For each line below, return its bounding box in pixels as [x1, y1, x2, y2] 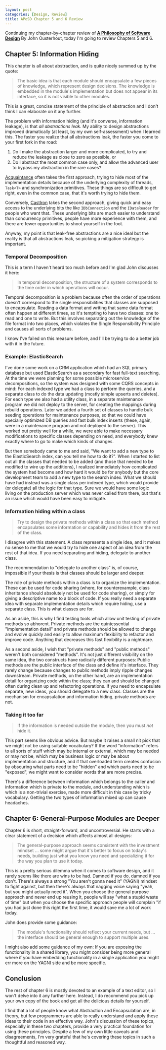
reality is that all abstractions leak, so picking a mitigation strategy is [5, 236, 144, 242]
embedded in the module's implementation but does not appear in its [17, 88, 158, 94]
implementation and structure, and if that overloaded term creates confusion [5, 759, 161, 765]
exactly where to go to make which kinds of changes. [5, 438, 114, 444]
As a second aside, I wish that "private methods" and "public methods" [5, 646, 150, 653]
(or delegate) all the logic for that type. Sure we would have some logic [5, 485, 150, 491]
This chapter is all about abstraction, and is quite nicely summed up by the [5, 63, 157, 69]
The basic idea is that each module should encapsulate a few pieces [17, 78, 157, 84]
